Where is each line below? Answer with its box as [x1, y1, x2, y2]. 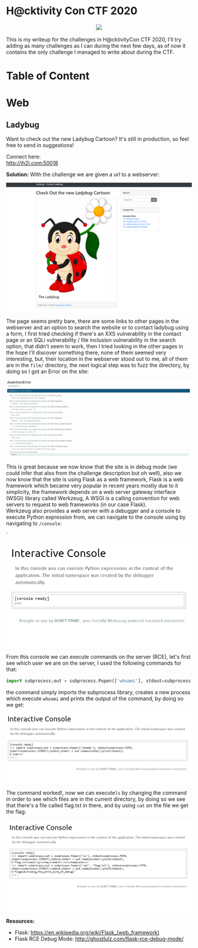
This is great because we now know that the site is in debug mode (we [6, 463, 177, 471]
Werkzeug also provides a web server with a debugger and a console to [6, 507, 181, 515]
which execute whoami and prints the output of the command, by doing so [6, 695, 184, 702]
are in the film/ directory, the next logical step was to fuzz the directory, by [6, 361, 190, 368]
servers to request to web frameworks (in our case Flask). [6, 501, 147, 508]
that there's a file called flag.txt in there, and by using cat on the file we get [6, 801, 189, 808]
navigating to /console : [6, 520, 62, 527]
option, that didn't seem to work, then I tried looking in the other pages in [6, 342, 184, 350]
